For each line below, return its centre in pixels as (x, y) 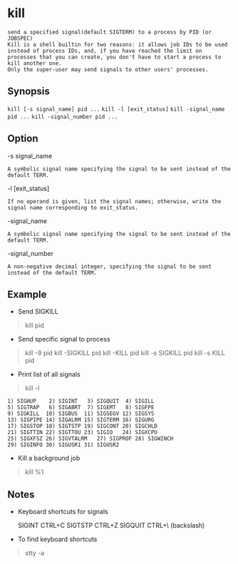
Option (23, 139)
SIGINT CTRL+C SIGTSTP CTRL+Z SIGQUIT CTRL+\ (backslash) (111, 525)
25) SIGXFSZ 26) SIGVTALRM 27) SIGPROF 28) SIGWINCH (90, 439)
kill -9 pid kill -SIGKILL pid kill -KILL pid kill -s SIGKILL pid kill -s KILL (125, 353)
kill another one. (35, 63)
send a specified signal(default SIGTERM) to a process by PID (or (110, 32)
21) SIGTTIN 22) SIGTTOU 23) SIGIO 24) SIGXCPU (83, 433)
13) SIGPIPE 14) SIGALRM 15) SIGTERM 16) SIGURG (81, 420)
